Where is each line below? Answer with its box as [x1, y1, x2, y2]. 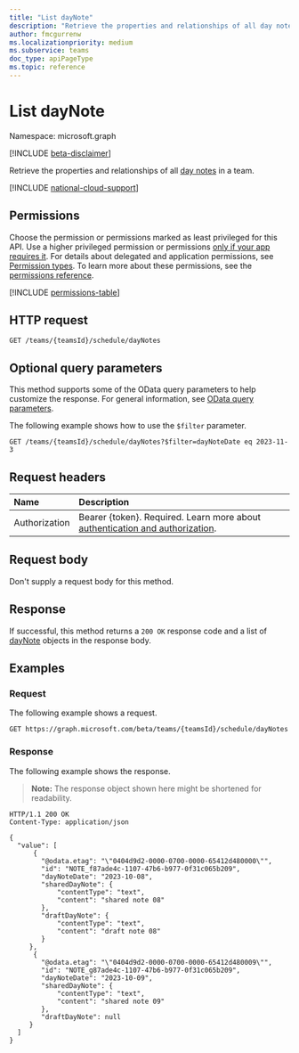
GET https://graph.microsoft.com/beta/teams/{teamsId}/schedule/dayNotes [9, 725, 289, 734]
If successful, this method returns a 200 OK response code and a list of [9, 625, 267, 636]
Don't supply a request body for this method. [9, 575, 174, 586]
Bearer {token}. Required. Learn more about [78, 511, 261, 524]
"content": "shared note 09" [56, 997, 166, 1006]
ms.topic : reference [9, 63, 86, 72]
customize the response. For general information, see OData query [9, 394, 255, 404]
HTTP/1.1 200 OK [9, 810, 69, 819]
